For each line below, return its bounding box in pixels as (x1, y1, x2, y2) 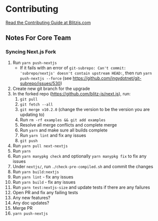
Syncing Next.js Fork (5, 48, 57, 55)
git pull (20, 97, 38, 102)
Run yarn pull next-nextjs (12, 143, 68, 149)
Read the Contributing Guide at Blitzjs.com (5, 20, 91, 25)
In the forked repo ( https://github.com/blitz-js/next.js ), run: (12, 90, 131, 96)
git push (20, 138, 38, 143)
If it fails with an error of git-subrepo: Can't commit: (20, 65, 126, 70)
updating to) (20, 111, 45, 117)
